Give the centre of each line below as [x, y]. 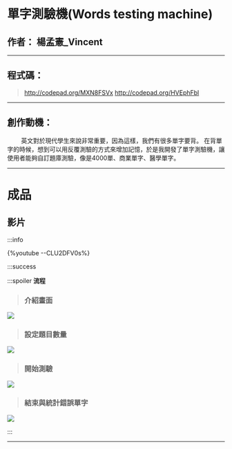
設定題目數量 [45, 334]
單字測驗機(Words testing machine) [110, 14]
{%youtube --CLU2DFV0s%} [49, 253]
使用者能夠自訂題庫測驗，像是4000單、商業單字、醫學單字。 [94, 158]
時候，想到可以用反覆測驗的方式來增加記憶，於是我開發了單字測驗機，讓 [122, 149]
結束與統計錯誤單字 [56, 403]
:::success [22, 266]
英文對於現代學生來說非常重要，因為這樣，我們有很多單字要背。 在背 [118, 140]
